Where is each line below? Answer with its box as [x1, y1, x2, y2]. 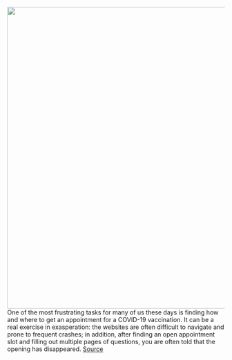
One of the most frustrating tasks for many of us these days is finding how [7, 308, 219, 317]
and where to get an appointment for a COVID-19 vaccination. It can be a [7, 316, 214, 323]
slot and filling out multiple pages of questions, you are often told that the [7, 338, 215, 346]
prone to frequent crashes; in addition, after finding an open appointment [7, 330, 215, 338]
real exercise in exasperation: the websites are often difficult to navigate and [7, 323, 224, 331]
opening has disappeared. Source [7, 345, 104, 353]
